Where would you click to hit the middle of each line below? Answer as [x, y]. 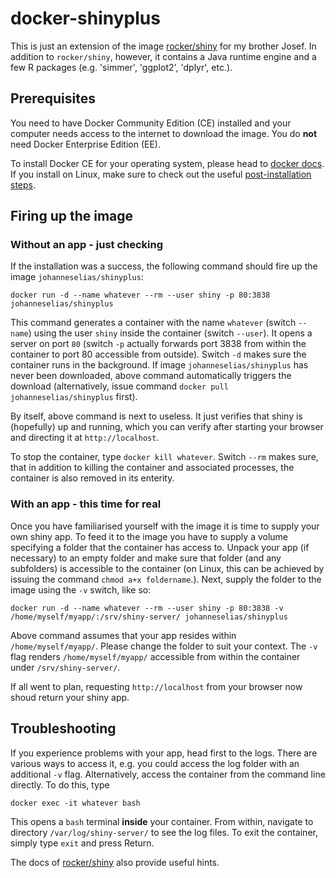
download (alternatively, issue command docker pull [119, 386]
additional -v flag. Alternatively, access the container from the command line [168, 774]
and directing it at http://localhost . [85, 438]
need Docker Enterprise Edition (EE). [86, 144]
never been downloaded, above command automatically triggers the [151, 376]
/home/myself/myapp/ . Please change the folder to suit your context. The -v [164, 646]
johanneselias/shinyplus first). [74, 397]
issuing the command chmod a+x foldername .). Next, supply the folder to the [166, 579]
